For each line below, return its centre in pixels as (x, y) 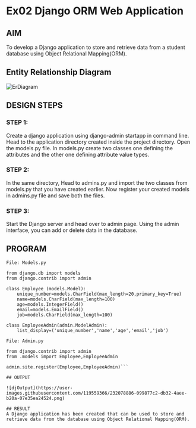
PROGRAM (26, 249)
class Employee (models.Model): (46, 289)
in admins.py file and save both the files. (56, 196)
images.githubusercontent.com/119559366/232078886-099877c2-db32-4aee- (97, 393)
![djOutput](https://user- (39, 388)
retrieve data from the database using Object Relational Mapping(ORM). (98, 419)
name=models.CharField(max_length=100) (66, 299)
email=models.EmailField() (50, 309)
